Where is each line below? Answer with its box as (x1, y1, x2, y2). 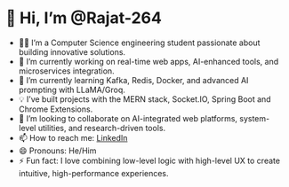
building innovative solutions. (18, 46, 126, 57)
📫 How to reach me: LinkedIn (18, 132, 128, 143)
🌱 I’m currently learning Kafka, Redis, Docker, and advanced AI (18, 74, 249, 85)
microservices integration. (18, 66, 115, 76)
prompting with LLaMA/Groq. (18, 84, 125, 95)
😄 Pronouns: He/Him (18, 145, 97, 156)
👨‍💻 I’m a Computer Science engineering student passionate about (18, 37, 261, 48)
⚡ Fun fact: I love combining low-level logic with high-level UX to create (18, 155, 281, 166)
